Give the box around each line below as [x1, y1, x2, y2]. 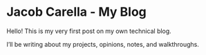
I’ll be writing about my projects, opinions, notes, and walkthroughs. [6, 40, 200, 48]
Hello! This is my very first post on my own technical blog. [6, 27, 172, 35]
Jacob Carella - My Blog [6, 4, 147, 20]
